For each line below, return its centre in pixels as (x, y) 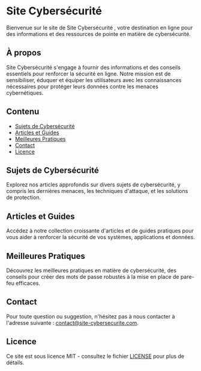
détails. (15, 362)
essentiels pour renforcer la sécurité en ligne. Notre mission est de (88, 74)
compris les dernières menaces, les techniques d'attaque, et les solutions (97, 191)
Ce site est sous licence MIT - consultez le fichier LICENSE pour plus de (95, 356)
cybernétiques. (25, 93)
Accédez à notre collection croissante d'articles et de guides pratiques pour (100, 231)
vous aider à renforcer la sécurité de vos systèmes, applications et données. (100, 237)
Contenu (23, 112)
